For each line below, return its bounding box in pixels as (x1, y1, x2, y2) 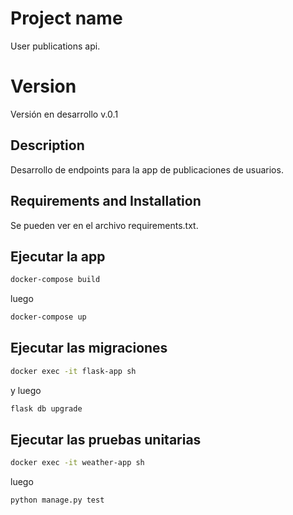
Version (10, 75, 77, 98)
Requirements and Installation (10, 193, 202, 210)
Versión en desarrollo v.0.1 (10, 108, 119, 120)
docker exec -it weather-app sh (10, 458, 145, 468)
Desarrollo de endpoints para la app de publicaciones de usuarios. (10, 163, 284, 176)
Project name (10, 7, 123, 30)
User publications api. (10, 40, 101, 52)
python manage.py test (10, 495, 105, 506)
